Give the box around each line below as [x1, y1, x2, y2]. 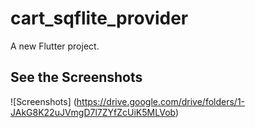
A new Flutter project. [10, 40, 100, 52]
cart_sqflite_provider [10, 7, 189, 30]
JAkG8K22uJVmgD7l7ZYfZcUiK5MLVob [10, 106, 176, 118]
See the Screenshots [10, 69, 143, 86]
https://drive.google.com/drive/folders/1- [76, 95, 246, 107]
